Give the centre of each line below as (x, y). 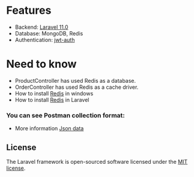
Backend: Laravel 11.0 (41, 27)
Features (29, 10)
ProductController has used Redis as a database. (75, 80)
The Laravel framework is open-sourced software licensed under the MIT (97, 161)
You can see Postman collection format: (65, 115)
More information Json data (49, 128)
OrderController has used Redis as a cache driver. (77, 87)
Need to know (41, 64)
